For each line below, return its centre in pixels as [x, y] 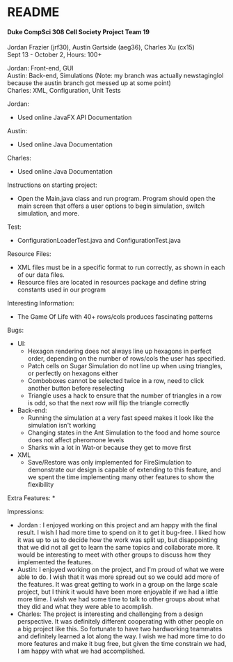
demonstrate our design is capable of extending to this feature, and [124, 470]
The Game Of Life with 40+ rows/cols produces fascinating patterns [115, 317]
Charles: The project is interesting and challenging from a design [110, 614]
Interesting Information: [41, 303]
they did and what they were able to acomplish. [85, 607]
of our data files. [41, 275]
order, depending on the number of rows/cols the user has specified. [126, 359]
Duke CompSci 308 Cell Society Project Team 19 [79, 31]
